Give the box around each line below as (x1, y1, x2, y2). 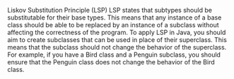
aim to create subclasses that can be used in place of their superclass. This (7, 36, 228, 44)
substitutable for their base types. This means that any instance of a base (7, 13, 222, 22)
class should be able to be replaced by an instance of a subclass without (7, 21, 219, 29)
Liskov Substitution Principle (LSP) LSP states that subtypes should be (7, 6, 212, 14)
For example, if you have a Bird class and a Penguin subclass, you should (7, 50, 221, 59)
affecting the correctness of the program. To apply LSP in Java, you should (7, 28, 226, 36)
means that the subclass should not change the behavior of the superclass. (7, 43, 227, 51)
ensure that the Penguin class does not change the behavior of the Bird (7, 58, 216, 66)
